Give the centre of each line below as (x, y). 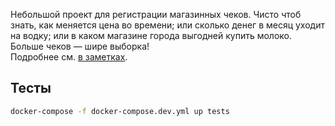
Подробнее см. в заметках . (69, 57)
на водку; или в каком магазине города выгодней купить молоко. (151, 35)
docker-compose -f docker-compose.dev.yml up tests (120, 111)
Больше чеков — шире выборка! (80, 46)
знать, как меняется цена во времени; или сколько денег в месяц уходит (167, 25)
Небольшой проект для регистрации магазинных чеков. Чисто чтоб (156, 14)
